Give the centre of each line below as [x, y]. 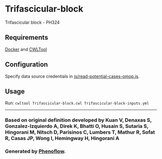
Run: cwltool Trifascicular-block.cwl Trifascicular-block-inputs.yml [77, 103]
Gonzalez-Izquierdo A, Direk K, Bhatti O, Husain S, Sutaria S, [77, 126]
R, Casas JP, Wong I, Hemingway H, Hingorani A [62, 138]
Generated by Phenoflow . [35, 151]
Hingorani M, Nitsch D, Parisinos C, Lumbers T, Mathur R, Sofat [80, 132]
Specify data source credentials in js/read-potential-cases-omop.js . [72, 76]
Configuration [27, 65]
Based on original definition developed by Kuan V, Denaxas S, [78, 120]
